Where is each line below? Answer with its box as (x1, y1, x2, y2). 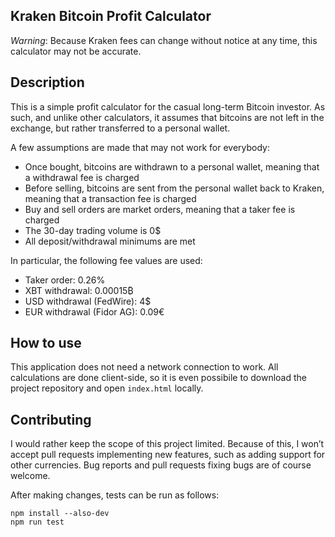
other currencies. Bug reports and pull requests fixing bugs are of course (10, 459, 312, 471)
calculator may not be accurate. (10, 45, 142, 57)
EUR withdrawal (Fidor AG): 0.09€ (24, 305, 165, 318)
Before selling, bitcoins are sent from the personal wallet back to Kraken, (24, 182, 325, 194)
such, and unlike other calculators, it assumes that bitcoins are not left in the (10, 111, 325, 123)
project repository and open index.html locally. (10, 382, 204, 394)
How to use (10, 335, 82, 352)
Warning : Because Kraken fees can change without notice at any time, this (10, 34, 318, 46)
